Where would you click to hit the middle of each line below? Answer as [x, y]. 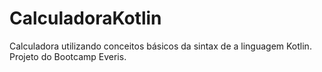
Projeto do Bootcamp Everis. [68, 56]
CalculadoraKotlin [85, 18]
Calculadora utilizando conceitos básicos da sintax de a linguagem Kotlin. [160, 46]
